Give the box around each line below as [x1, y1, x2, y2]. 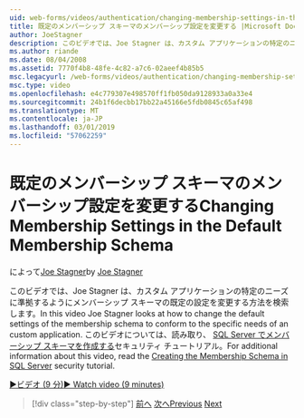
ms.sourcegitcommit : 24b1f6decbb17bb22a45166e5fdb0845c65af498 [9, 97, 253, 107]
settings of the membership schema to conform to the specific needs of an [9, 318, 290, 329]
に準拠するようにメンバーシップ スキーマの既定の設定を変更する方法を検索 [9, 296, 290, 307]
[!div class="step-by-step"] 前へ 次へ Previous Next [31, 398, 223, 409]
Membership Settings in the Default [9, 216, 282, 237]
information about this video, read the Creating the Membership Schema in [9, 350, 289, 361]
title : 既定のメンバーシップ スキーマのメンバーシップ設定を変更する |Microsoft [9, 22, 282, 31]
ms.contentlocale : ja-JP [9, 114, 103, 123]
